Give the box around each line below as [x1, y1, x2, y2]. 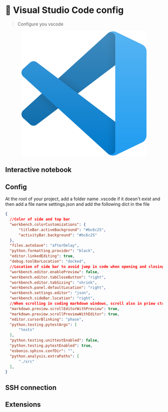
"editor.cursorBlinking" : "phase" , [9, 317, 84, 322]
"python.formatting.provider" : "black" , [9, 248, 95, 254]
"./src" [18, 359, 35, 364]
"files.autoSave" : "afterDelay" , [9, 243, 79, 248]
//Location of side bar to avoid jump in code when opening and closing [9, 264, 164, 269]
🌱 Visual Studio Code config [5, 4, 124, 16]
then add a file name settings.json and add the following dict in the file [5, 201, 150, 207]
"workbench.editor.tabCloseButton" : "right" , [9, 275, 106, 280]
